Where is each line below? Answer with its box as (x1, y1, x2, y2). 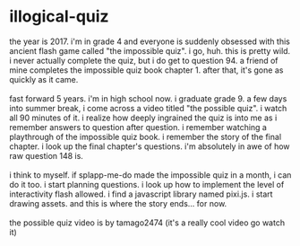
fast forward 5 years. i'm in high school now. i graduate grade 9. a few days (9, 92, 287, 104)
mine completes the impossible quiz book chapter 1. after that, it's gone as (9, 65, 284, 75)
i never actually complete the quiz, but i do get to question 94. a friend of (9, 55, 279, 66)
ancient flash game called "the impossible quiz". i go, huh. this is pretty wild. (9, 45, 291, 56)
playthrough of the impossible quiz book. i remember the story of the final (9, 131, 282, 142)
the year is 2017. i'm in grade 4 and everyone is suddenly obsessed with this (9, 36, 291, 47)
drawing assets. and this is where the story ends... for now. (9, 198, 227, 208)
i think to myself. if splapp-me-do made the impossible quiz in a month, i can (9, 169, 292, 180)
